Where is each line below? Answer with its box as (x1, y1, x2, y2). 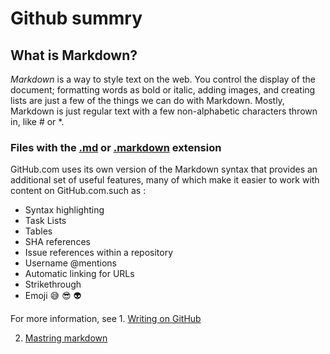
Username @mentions (24, 257, 117, 269)
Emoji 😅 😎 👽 (24, 290, 82, 302)
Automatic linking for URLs (24, 268, 135, 280)
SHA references (24, 236, 91, 248)
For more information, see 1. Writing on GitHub (10, 313, 202, 325)
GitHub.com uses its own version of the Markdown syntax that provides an (10, 163, 318, 176)
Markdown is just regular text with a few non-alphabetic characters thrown (10, 105, 318, 117)
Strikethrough (24, 278, 82, 291)
